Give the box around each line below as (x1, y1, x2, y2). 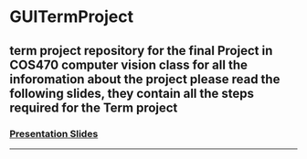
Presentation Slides (9, 127, 99, 140)
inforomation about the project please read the (9, 71, 281, 87)
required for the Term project (9, 100, 178, 115)
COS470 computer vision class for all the (9, 57, 249, 72)
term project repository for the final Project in (9, 43, 273, 58)
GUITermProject (9, 6, 134, 27)
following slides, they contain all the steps (9, 85, 254, 101)
